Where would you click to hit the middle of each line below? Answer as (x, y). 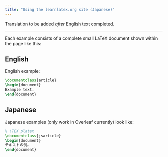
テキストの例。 (18, 145)
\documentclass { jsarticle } (33, 136)
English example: (23, 71)
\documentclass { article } (31, 80)
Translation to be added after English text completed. (60, 24)
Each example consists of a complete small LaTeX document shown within (82, 38)
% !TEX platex (20, 131)
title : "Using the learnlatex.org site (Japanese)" (60, 10)
